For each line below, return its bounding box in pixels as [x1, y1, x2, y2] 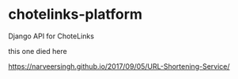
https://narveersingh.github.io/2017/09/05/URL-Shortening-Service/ [8, 61, 231, 71]
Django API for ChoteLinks [8, 31, 95, 41]
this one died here [8, 46, 67, 56]
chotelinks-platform [8, 5, 143, 23]
